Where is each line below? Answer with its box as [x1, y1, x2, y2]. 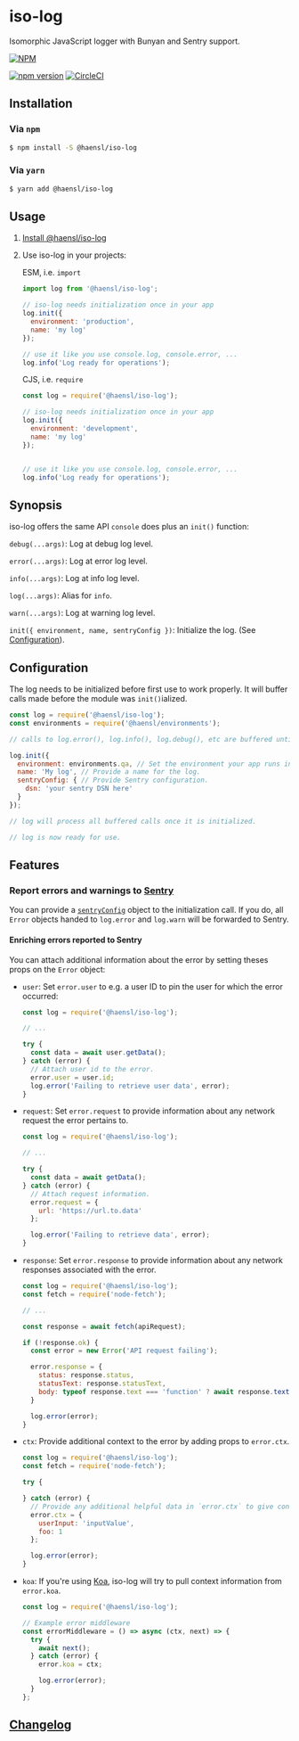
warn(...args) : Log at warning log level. [9, 608, 156, 619]
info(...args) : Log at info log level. [9, 573, 140, 584]
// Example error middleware [21, 1618, 131, 1628]
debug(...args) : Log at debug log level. [9, 538, 154, 549]
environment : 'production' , [30, 317, 135, 326]
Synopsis [9, 497, 62, 513]
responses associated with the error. [21, 1264, 158, 1275]
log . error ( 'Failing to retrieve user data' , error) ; [30, 1081, 230, 1090]
